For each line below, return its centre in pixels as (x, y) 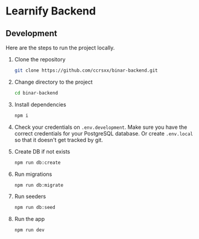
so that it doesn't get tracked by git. (58, 140)
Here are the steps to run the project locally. (60, 48)
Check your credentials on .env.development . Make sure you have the (101, 127)
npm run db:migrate (39, 185)
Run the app (30, 219)
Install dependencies (40, 104)
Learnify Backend (51, 11)
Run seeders (30, 196)
